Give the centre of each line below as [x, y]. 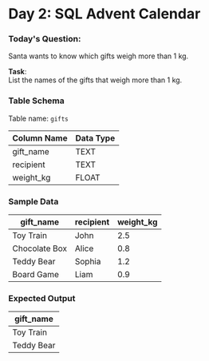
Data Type [95, 138]
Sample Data [34, 201]
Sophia [88, 262]
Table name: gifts [39, 118]
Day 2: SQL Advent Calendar [104, 14]
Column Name [40, 138]
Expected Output [42, 298]
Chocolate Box [40, 248]
